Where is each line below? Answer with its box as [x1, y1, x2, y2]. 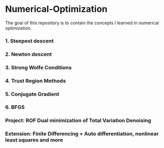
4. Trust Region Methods [5, 77, 66, 84]
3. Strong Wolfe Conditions [5, 64, 72, 71]
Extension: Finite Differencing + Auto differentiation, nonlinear [5, 130, 159, 137]
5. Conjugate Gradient [5, 91, 60, 98]
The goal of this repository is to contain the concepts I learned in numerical [5, 20, 159, 26]
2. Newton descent [5, 50, 52, 57]
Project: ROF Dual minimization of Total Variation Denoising [5, 117, 152, 124]
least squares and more [5, 137, 63, 144]
